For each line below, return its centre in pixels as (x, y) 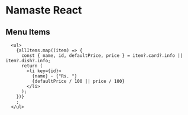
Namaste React (44, 10)
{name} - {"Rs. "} (54, 76)
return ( (32, 66)
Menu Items (28, 32)
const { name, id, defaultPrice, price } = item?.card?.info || (102, 56)
